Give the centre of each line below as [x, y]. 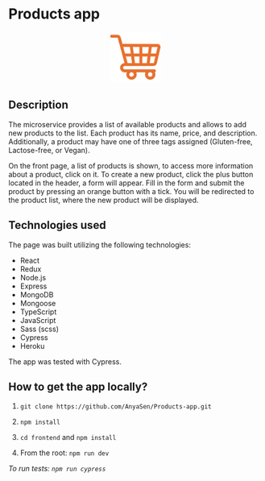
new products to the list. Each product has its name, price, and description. [133, 133]
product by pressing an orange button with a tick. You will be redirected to [131, 191]
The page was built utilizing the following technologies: [100, 245]
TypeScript [38, 312]
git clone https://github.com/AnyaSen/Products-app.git [116, 407]
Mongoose [38, 303]
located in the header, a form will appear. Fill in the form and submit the [126, 183]
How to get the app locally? [78, 386]
